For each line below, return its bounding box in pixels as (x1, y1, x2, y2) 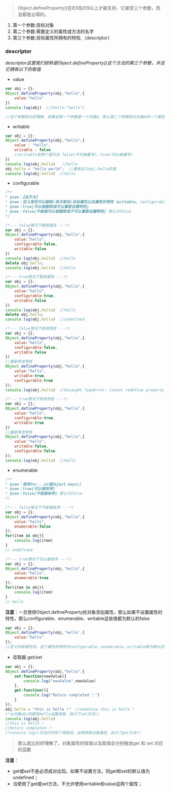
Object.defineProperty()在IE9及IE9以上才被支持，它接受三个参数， (17, 5, 156, 11)
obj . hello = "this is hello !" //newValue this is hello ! (5, 707, 135, 712)
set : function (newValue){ (14, 674, 67, 679)
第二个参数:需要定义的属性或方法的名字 (12, 28, 94, 35)
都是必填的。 (22, 11, 49, 17)
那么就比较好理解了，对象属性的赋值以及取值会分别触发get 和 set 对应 (17, 740, 163, 746)
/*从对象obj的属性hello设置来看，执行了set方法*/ (5, 711, 100, 716)
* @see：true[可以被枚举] (5, 486, 56, 491)
